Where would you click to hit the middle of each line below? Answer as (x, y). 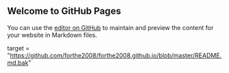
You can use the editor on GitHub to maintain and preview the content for (110, 27)
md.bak (18, 62)
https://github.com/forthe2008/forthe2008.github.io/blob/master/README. (116, 55)
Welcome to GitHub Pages (64, 11)
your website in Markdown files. (52, 35)
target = (19, 48)
